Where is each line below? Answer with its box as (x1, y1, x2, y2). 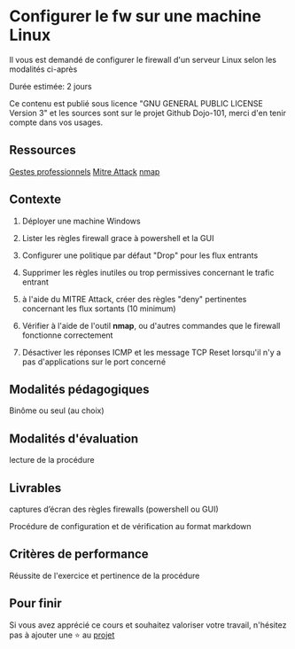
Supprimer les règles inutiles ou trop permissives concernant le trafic (21, 267, 275, 278)
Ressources (9, 143, 77, 158)
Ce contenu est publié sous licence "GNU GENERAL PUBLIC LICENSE (9, 98, 263, 108)
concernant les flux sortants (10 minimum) (21, 303, 176, 314)
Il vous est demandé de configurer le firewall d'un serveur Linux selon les (9, 54, 277, 65)
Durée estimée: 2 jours (9, 81, 92, 91)
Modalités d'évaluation (9, 431, 139, 446)
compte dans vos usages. (9, 117, 104, 128)
